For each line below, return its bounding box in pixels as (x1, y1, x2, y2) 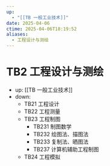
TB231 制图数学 (33, 122, 72, 130)
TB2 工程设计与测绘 (6, 65, 104, 79)
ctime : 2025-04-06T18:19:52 (6, 25, 77, 32)
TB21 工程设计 (24, 100, 59, 107)
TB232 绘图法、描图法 (33, 130, 89, 138)
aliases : (6, 32, 28, 38)
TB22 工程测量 (24, 107, 60, 115)
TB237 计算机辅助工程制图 (33, 145, 99, 153)
